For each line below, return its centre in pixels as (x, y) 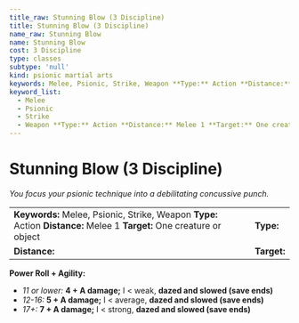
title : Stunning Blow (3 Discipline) (79, 26)
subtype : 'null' (39, 68)
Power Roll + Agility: (48, 273)
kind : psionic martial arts (61, 76)
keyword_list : (36, 92)
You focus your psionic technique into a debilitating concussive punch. (139, 193)
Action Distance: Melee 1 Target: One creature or (117, 225)
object (27, 237)
